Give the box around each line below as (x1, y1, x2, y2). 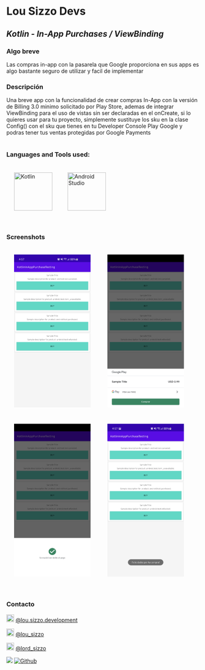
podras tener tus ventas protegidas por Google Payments (6, 129, 151, 136)
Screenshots (6, 232, 45, 241)
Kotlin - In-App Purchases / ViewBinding (6, 29, 164, 39)
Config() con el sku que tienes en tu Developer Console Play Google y (6, 122, 183, 130)
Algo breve (6, 47, 40, 56)
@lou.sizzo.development (15, 616, 78, 624)
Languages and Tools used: (6, 150, 90, 159)
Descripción (6, 83, 44, 91)
